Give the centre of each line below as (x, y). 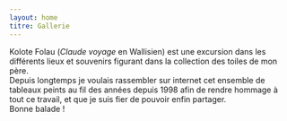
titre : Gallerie (39, 26)
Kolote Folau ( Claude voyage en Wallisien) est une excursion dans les (138, 51)
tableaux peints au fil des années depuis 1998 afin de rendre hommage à (143, 90)
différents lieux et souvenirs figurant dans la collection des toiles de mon (143, 61)
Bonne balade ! (37, 108)
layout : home (34, 17)
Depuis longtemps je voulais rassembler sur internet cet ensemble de (137, 80)
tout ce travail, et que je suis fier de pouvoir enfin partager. (118, 99)
